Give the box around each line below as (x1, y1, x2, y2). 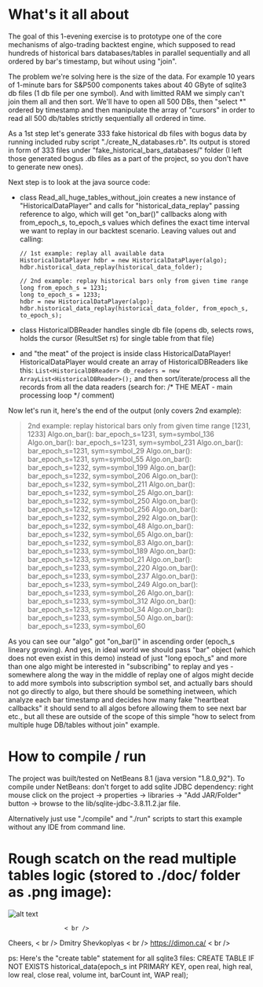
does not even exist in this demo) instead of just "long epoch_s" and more (8, 653, 247, 662)
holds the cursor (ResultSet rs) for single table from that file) (19, 333, 214, 343)
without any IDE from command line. (8, 822, 126, 831)
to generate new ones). (8, 162, 84, 171)
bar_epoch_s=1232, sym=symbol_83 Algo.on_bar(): (27, 538, 194, 547)
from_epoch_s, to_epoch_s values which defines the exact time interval (19, 218, 250, 227)
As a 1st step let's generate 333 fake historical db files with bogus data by (8, 128, 247, 138)
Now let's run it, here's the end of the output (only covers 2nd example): (8, 405, 242, 415)
